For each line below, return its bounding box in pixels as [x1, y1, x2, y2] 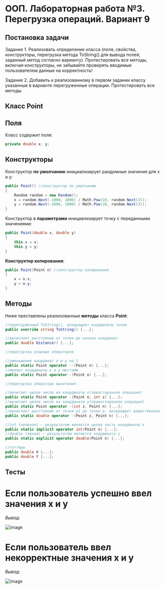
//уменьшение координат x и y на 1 [5, 358, 79, 364]
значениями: [5, 221, 32, 227]
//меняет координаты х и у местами [5, 368, 79, 373]
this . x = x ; [14, 239, 39, 245]
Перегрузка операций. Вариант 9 [5, 13, 150, 25]
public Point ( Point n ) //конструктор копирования [5, 267, 110, 272]
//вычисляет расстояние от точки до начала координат [5, 336, 119, 341]
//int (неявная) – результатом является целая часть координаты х [5, 422, 145, 427]
